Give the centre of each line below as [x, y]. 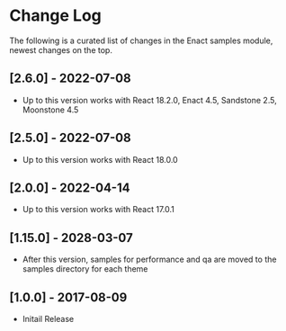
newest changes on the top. [61, 49]
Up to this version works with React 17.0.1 [98, 210]
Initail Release [48, 319]
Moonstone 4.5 [50, 110]
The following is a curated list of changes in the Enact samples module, [141, 40]
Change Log [55, 16]
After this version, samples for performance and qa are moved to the [149, 259]
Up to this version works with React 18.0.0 [100, 159]
